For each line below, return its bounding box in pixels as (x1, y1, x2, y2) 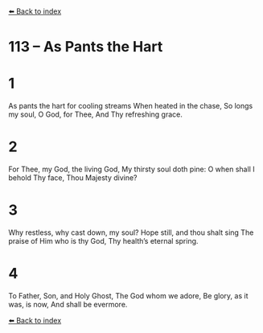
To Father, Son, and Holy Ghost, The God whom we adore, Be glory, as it (8, 290, 249, 300)
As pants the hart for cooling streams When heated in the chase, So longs (8, 101, 253, 111)
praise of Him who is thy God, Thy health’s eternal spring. (8, 236, 199, 245)
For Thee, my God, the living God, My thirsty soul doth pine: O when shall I (8, 164, 255, 175)
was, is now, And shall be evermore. (8, 299, 128, 309)
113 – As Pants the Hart (8, 38, 163, 56)
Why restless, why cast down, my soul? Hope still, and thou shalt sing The (8, 228, 254, 237)
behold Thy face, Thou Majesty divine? (8, 173, 138, 183)
